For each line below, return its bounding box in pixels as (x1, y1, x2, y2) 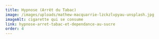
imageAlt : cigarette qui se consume (5, 17, 83, 22)
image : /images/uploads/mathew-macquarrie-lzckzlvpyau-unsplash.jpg (5, 12, 154, 17)
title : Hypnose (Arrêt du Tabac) (5, 7, 77, 13)
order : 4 (5, 26, 24, 31)
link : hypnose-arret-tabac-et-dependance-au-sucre (5, 21, 116, 27)
